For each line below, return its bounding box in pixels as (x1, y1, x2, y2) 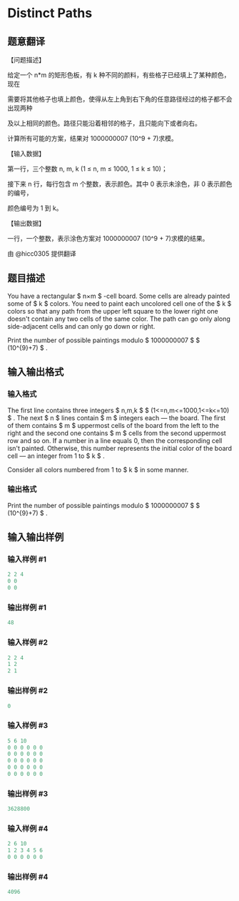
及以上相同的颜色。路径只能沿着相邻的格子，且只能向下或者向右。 (7, 119, 201, 127)
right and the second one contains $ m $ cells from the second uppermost (7, 429, 226, 437)
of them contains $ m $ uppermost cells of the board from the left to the (7, 421, 220, 429)
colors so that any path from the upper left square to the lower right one (7, 307, 219, 315)
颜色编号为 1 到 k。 (7, 204, 63, 212)
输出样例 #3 (7, 788, 49, 798)
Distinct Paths (7, 5, 93, 21)
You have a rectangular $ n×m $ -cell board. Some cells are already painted (7, 292, 230, 300)
